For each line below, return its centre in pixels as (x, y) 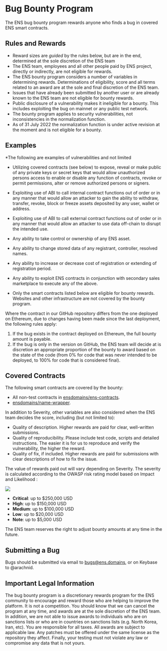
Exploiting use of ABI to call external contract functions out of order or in (87, 218)
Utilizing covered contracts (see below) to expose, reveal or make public (87, 167)
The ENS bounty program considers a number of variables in (75, 77)
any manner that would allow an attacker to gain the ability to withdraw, (85, 198)
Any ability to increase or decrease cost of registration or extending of (84, 263)
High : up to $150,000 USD (39, 504)
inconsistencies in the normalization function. (59, 119)
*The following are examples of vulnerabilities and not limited (68, 157)
